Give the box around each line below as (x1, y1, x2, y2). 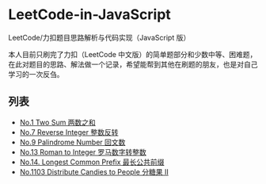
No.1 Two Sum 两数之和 (19, 117, 97, 127)
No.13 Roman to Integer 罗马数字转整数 (19, 147, 146, 156)
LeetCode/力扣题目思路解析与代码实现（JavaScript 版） (8, 33, 191, 42)
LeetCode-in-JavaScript (8, 6, 172, 24)
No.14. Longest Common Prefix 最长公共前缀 (19, 157, 165, 167)
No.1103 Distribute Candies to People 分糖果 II (19, 167, 169, 176)
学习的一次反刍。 (8, 69, 64, 79)
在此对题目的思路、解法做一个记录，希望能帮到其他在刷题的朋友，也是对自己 (8, 59, 258, 69)
